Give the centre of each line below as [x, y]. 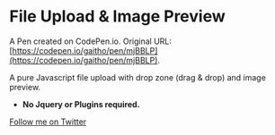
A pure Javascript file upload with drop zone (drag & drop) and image [138, 77]
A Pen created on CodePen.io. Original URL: [91, 41]
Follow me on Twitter [48, 122]
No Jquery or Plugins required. [81, 104]
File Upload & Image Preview [118, 17]
